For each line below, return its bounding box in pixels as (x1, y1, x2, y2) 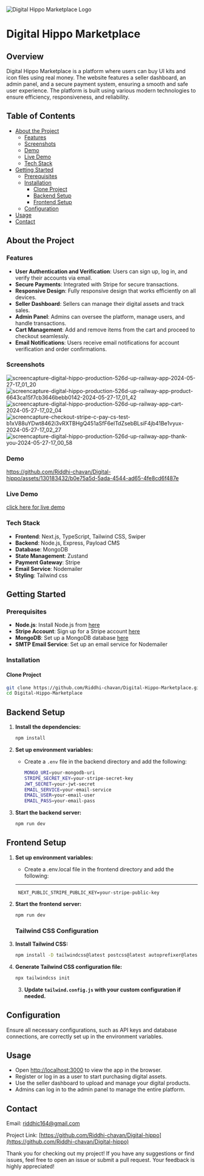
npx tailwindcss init (15, 975, 70, 981)
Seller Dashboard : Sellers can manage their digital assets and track (15, 300, 185, 307)
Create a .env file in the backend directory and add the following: (24, 757, 187, 765)
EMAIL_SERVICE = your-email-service (24, 787, 112, 793)
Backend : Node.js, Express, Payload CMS (15, 539, 120, 547)
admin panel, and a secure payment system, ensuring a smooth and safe (6, 80, 188, 88)
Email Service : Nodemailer (15, 565, 83, 572)
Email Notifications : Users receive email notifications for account (15, 339, 180, 346)
